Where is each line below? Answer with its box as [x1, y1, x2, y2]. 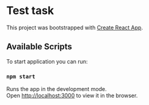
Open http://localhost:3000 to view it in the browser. [6, 92, 138, 100]
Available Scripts [6, 42, 72, 52]
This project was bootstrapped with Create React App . [6, 24, 144, 31]
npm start [6, 73, 35, 80]
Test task [6, 4, 54, 18]
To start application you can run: [6, 57, 88, 65]
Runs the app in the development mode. [6, 85, 107, 93]
